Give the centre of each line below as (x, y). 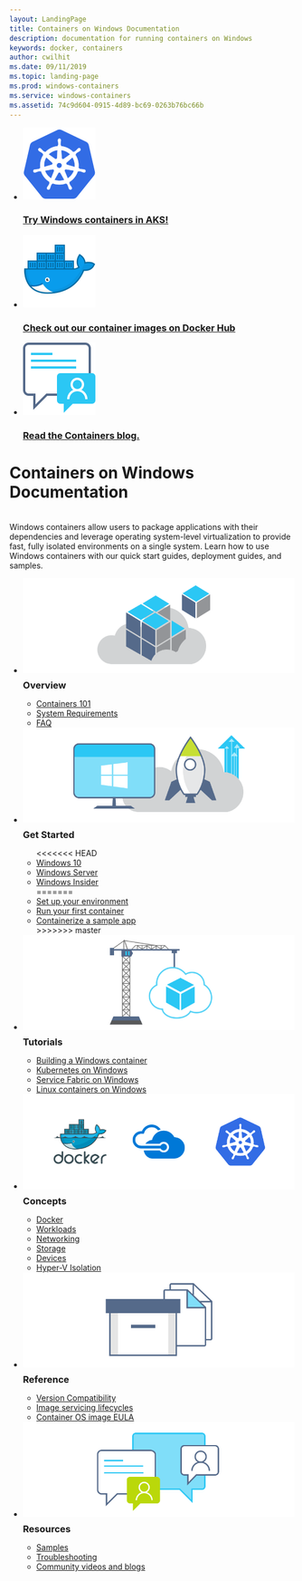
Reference (46, 1380)
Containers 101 (63, 704)
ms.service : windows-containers (70, 95)
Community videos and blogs (91, 1567)
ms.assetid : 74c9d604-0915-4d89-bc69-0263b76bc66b (107, 105)
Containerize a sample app (86, 921)
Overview (44, 686)
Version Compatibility (76, 1398)
